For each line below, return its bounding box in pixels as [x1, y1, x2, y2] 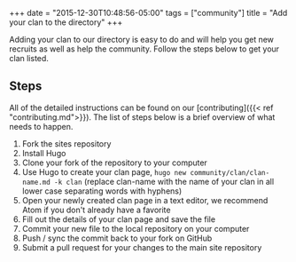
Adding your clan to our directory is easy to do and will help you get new [9, 35, 275, 44]
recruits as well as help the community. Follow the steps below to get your [9, 44, 280, 54]
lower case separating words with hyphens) [21, 186, 183, 196]
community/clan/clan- [190, 168, 270, 177]
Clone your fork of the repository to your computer [21, 157, 208, 168]
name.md [21, 178, 51, 187]
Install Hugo [21, 147, 66, 158]
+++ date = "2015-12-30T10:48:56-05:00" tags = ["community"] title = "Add [9, 8, 288, 18]
